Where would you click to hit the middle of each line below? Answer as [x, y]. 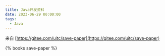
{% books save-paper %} [31, 48]
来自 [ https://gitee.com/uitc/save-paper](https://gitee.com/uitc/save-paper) [82, 38]
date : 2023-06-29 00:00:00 [33, 14]
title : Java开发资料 [25, 10]
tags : [11, 19]
